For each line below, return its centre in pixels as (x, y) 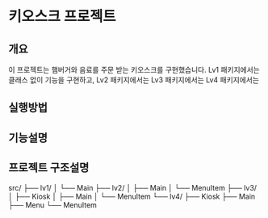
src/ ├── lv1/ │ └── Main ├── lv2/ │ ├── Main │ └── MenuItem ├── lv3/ (132, 187)
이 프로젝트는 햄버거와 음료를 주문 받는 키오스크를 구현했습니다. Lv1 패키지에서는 (134, 70)
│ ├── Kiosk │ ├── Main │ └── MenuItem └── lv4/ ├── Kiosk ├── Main (132, 196)
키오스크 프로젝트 (62, 17)
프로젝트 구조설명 (49, 168)
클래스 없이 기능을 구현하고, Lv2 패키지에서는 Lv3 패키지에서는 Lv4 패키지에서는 (134, 80)
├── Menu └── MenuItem (52, 205)
